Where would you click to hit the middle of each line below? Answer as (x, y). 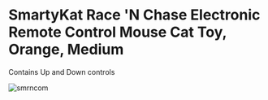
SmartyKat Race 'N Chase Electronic (134, 15)
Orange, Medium (66, 50)
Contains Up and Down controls (62, 72)
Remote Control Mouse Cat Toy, (118, 32)
